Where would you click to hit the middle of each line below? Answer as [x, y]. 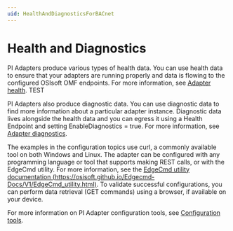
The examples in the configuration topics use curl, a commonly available [112, 147]
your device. [25, 199]
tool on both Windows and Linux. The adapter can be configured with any [114, 154]
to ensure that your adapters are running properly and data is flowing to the [116, 75]
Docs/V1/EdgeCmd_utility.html [51, 184]
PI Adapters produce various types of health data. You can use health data [115, 68]
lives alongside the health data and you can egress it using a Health [105, 118]
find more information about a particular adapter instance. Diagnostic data [114, 111]
